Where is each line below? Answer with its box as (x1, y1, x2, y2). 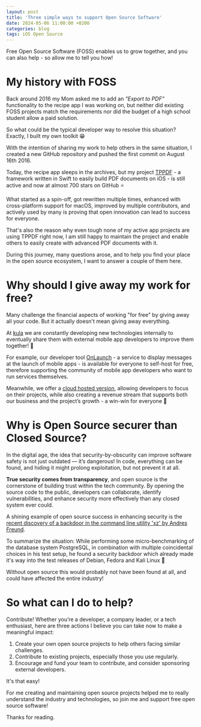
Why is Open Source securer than (6, 419, 178, 432)
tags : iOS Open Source (6, 31, 63, 37)
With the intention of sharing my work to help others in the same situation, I (6, 144, 192, 151)
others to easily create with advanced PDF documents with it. (6, 239, 158, 247)
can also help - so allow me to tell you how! (6, 54, 113, 61)
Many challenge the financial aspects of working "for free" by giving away (6, 311, 190, 318)
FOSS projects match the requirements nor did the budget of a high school (6, 108, 191, 115)
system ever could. (6, 501, 53, 508)
